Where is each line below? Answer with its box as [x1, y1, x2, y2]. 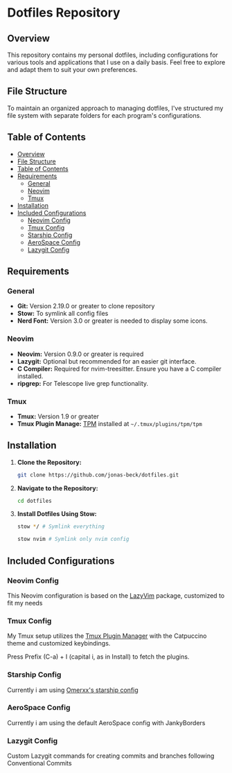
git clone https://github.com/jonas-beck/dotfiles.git [17, 471, 179, 479]
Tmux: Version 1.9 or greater [17, 412, 99, 420]
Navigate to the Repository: [17, 483, 98, 492]
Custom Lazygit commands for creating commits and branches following [7, 752, 215, 760]
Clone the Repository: [17, 458, 82, 466]
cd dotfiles [17, 497, 52, 504]
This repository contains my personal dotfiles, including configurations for [7, 51, 218, 59]
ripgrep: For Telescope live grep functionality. [17, 379, 149, 387]
